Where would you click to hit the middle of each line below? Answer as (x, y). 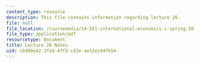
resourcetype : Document (36, 40)
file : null (20, 23)
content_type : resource (36, 12)
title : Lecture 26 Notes (37, 46)
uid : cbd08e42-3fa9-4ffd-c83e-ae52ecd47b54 (61, 51)
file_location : (25, 28)
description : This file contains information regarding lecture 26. (93, 17)
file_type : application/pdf (41, 34)
